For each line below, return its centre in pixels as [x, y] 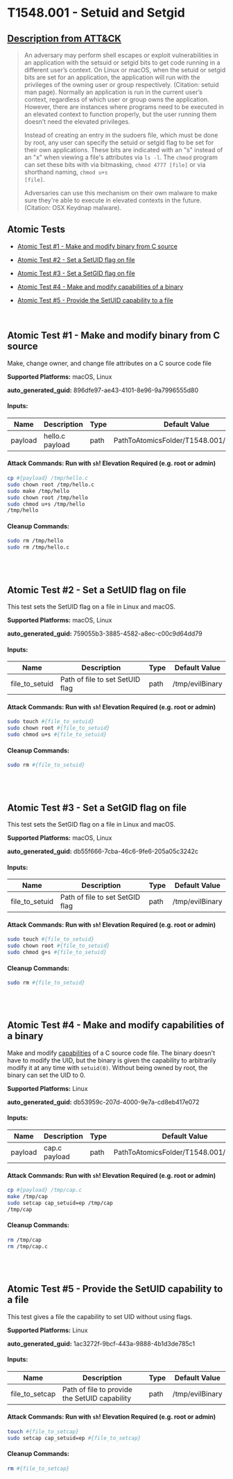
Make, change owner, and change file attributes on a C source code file [109, 363]
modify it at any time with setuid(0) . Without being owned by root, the [107, 1067]
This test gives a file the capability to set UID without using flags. [100, 1316]
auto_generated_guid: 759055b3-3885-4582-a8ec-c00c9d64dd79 [105, 633]
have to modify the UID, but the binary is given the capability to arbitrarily [112, 1060]
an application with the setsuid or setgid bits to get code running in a [122, 63]
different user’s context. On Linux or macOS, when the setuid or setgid [125, 70]
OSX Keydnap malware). [87, 208]
